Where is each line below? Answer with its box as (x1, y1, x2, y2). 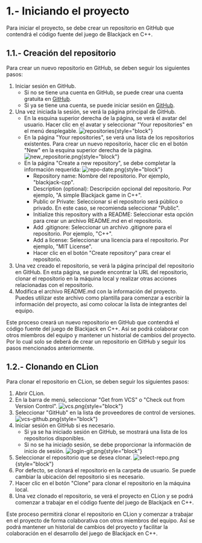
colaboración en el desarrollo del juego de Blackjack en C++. (6, 530, 158, 537)
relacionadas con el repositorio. (14, 281, 94, 288)
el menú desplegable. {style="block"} (24, 127, 153, 134)
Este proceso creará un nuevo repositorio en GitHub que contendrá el (6, 318, 179, 326)
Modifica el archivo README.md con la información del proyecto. (14, 288, 177, 295)
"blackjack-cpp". (33, 178, 75, 185)
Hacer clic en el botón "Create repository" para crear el (33, 249, 171, 256)
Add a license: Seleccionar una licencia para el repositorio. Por (33, 236, 189, 243)
